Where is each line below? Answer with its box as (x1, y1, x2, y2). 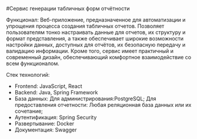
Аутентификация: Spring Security (14, 114, 97, 121)
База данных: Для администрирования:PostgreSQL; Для (14, 95, 157, 102)
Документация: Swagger (14, 126, 77, 133)
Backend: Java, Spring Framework (14, 89, 98, 96)
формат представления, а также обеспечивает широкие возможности (6, 35, 184, 42)
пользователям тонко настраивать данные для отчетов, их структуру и (6, 29, 186, 36)
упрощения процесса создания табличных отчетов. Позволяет (6, 23, 165, 29)
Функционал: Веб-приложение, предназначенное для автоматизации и (6, 16, 186, 23)
